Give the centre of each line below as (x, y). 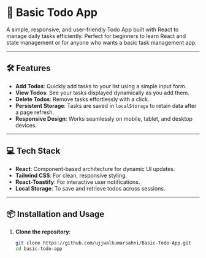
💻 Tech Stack (33, 151)
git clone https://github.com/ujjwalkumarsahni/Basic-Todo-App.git (103, 243)
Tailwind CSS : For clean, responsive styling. (71, 175)
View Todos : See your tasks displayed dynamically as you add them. (102, 93)
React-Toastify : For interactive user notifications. (78, 182)
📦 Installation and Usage (55, 214)
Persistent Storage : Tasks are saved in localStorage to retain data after (106, 105)
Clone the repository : (43, 232)
